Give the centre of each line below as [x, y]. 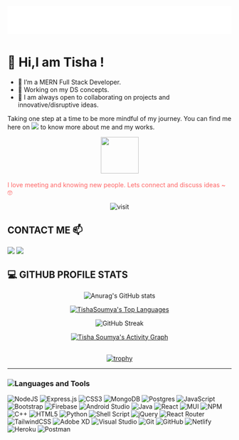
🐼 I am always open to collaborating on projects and [94, 98]
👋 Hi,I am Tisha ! [56, 62]
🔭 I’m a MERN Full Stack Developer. [69, 82]
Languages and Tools [52, 383]
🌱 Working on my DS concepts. [63, 90]
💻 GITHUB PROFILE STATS [68, 275]
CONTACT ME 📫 [45, 230]
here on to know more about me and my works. [81, 127]
